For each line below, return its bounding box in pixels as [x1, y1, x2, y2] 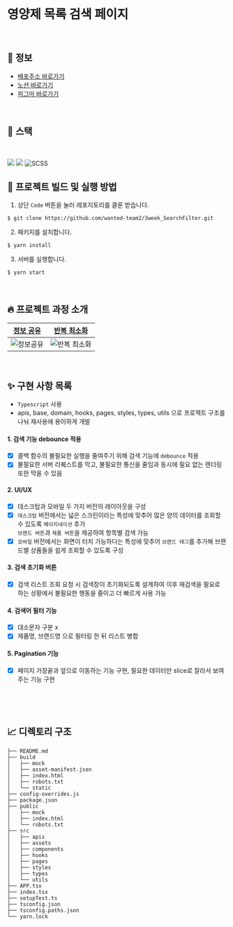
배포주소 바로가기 [17, 71, 65, 81]
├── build [7, 754, 36, 761]
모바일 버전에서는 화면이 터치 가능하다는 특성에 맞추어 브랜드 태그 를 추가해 [17, 537, 213, 545]
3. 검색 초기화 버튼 [7, 563, 57, 571]
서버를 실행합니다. [17, 255, 66, 263]
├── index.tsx [7, 888, 49, 896]
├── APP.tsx [7, 883, 42, 890]
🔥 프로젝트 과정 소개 [7, 303, 89, 315]
